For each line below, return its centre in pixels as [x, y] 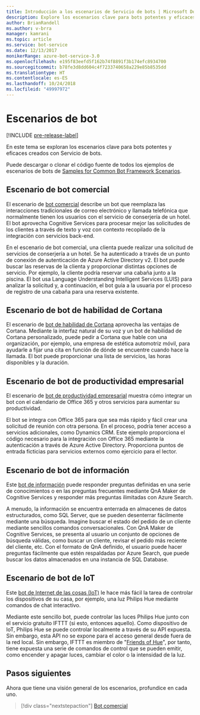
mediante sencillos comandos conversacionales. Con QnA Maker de [90, 528]
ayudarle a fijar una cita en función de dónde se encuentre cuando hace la [98, 350]
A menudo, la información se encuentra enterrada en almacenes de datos [96, 509]
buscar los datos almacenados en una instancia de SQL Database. [87, 559]
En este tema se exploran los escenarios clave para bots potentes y [89, 147]
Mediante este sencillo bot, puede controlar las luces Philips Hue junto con [98, 617]
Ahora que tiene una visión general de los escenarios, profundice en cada [97, 688]
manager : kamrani [28, 34]
